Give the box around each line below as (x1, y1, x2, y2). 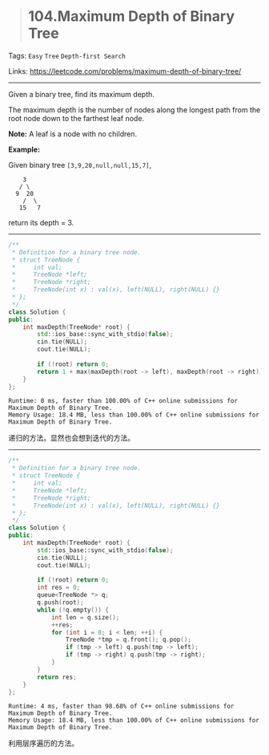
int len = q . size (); (50, 613, 120, 621)
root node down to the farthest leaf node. (8, 113, 145, 123)
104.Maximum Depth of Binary (27, 7, 235, 26)
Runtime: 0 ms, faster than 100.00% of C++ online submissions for (8, 397, 239, 405)
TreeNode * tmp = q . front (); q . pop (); (65, 635, 192, 644)
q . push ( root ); (37, 599, 84, 607)
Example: (8, 144, 41, 154)
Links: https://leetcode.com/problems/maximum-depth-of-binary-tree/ (8, 66, 242, 75)
